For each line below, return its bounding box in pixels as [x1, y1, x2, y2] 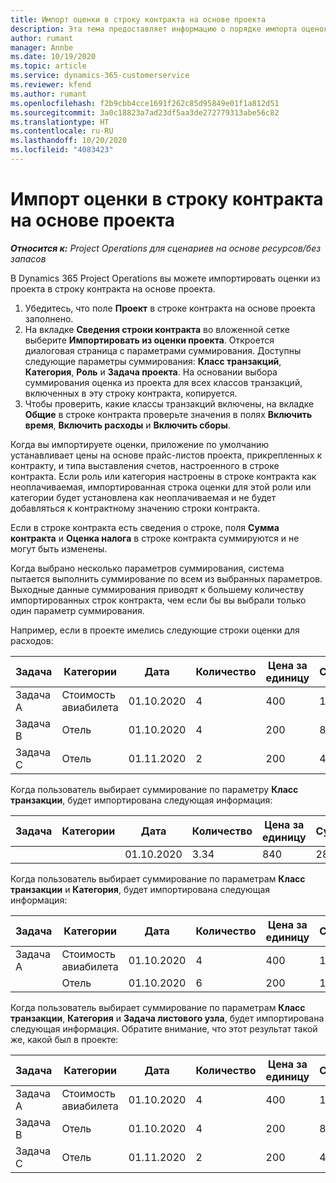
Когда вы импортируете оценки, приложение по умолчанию [10, 438, 270, 450]
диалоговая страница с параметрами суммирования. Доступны [24, 344, 302, 356]
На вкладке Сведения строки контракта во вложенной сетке [24, 323, 290, 335]
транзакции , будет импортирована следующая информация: [10, 794, 273, 806]
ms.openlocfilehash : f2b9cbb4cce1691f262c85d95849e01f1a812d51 [10, 98, 280, 108]
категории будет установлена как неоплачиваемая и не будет [10, 491, 277, 503]
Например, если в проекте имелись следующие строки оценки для [10, 624, 300, 636]
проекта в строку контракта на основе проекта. [10, 282, 216, 295]
